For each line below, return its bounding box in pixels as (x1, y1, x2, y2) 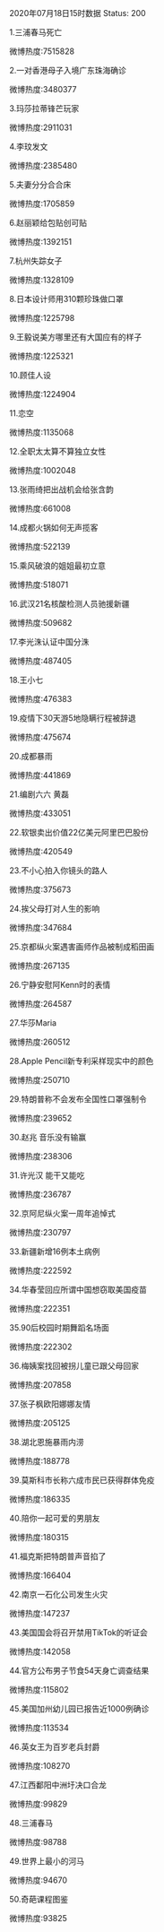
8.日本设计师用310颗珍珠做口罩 (9, 294, 124, 304)
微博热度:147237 (9, 1608, 70, 1618)
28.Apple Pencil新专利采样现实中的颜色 (9, 1056, 154, 1066)
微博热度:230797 (9, 1227, 72, 1237)
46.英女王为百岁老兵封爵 (9, 1742, 100, 1752)
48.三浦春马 (9, 1818, 54, 1828)
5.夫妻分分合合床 (9, 179, 72, 190)
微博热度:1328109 (9, 274, 74, 285)
